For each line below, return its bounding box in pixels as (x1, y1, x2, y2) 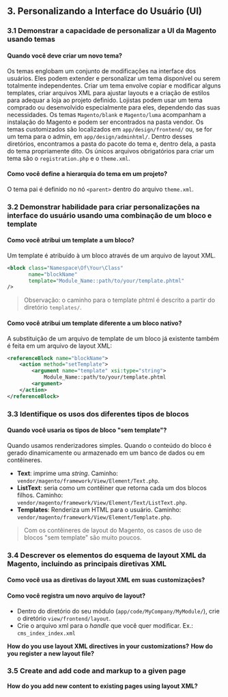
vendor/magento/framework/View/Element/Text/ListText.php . (16, 498, 188, 506)
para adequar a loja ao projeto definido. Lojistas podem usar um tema (7, 96, 203, 104)
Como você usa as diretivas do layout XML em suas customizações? (7, 576, 205, 584)
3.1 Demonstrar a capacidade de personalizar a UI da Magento (7, 26, 217, 36)
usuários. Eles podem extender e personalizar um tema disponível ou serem (7, 74, 220, 82)
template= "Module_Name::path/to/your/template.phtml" (28, 277, 185, 284)
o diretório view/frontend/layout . (16, 614, 111, 622)
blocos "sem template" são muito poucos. (23, 533, 142, 542)
